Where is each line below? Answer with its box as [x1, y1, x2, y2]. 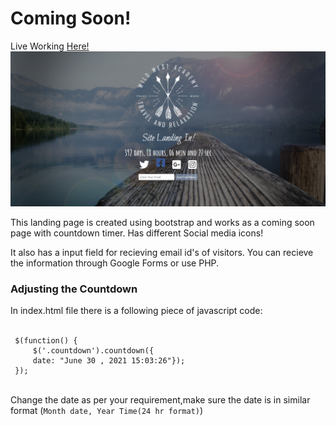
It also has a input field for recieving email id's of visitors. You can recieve [10, 247, 314, 258]
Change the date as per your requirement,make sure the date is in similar [10, 394, 311, 406]
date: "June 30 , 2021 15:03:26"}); [32, 356, 186, 366]
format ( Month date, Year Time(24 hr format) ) [10, 405, 204, 417]
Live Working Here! [10, 40, 90, 52]
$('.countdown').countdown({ [32, 346, 155, 356]
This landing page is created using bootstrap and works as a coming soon [10, 217, 315, 228]
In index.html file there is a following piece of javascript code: [10, 305, 263, 317]
